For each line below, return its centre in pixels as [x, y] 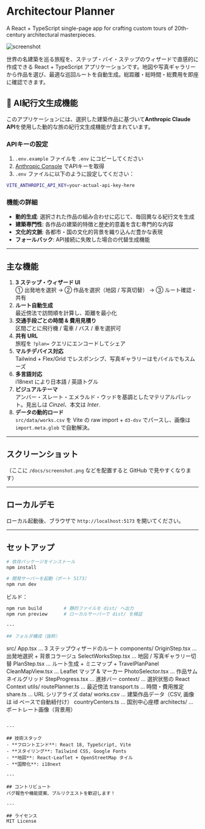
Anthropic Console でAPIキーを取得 [60, 166]
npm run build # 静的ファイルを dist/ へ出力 [70, 608]
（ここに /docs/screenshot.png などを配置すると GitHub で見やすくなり [96, 470]
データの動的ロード [39, 412]
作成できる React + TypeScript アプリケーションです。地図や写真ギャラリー [101, 67]
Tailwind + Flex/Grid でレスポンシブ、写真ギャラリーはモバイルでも [100, 359]
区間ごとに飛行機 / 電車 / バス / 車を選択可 [68, 328]
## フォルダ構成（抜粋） [33, 636]
